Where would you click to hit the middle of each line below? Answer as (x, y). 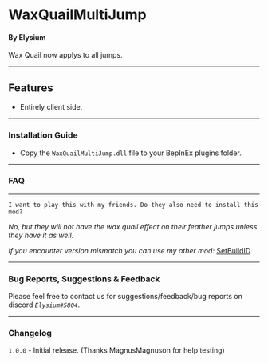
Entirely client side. (51, 107)
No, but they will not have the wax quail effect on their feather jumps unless (133, 226)
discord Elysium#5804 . (44, 305)
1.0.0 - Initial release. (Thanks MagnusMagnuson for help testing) (116, 350)
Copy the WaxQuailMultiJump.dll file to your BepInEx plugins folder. (130, 153)
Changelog (30, 333)
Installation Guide (43, 135)
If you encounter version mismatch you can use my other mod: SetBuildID (130, 250)
